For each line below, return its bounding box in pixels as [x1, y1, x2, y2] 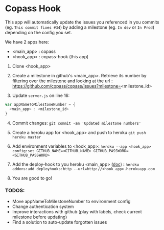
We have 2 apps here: [5, 39, 49, 45]
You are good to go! [12, 175, 52, 181]
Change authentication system [12, 204, 74, 209]
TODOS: [5, 187, 25, 194]
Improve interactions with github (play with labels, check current [12, 208, 142, 214]
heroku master [12, 135, 41, 139]
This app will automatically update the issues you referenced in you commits [5, 19, 160, 25]
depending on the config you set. [5, 29, 72, 35]
